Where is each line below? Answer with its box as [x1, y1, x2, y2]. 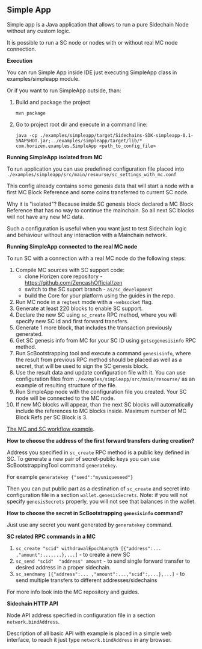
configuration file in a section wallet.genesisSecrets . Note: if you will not [7, 491, 188, 498]
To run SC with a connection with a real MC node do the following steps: [7, 255, 186, 262]
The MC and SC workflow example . [7, 425, 95, 432]
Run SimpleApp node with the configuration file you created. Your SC [15, 388, 187, 395]
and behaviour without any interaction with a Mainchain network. [7, 231, 168, 238]
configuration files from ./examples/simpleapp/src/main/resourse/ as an [15, 375, 195, 382]
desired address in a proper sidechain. [15, 563, 111, 571]
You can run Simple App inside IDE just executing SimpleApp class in [7, 69, 177, 76]
